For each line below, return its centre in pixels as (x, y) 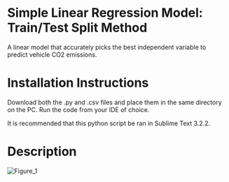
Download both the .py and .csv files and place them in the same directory (114, 102)
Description (42, 152)
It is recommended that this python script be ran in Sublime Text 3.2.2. (109, 123)
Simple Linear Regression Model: (105, 13)
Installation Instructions (78, 83)
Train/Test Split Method (77, 28)
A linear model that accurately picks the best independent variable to (107, 47)
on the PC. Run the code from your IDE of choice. (78, 109)
